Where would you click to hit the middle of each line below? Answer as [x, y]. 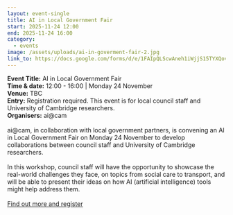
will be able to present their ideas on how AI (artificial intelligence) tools [109, 182]
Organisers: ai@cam [37, 115]
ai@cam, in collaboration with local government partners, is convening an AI [116, 130]
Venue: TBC [25, 93]
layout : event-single [38, 14]
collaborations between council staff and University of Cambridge [101, 145]
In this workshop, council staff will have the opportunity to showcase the [111, 166]
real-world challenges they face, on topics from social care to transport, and [116, 174]
